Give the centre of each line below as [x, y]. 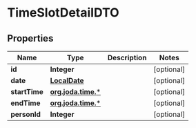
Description [127, 58]
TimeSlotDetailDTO [63, 13]
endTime [26, 103]
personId [26, 114]
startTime [27, 92]
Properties [30, 38]
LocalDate [67, 81]
